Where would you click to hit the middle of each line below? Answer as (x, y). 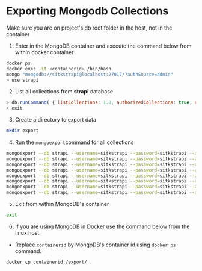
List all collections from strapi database (64, 92)
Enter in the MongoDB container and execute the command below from (103, 46)
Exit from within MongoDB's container (62, 204)
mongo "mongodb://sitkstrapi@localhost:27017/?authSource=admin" (90, 74)
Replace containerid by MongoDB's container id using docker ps (95, 245)
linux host (27, 232)
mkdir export (23, 131)
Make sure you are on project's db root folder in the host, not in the (89, 28)
